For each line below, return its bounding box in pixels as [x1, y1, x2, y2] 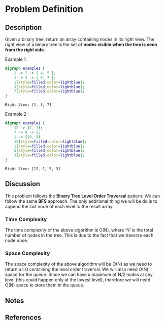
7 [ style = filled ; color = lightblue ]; [14, 89, 85, 94]
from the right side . [5, 47, 45, 52]
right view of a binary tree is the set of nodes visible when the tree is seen [5, 42, 158, 47]
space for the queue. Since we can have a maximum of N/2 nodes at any [5, 272, 153, 278]
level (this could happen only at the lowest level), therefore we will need [5, 277, 151, 283]
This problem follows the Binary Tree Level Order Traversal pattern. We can [5, 193, 160, 199]
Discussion [5, 180, 40, 188]
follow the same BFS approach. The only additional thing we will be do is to [5, 198, 158, 204]
